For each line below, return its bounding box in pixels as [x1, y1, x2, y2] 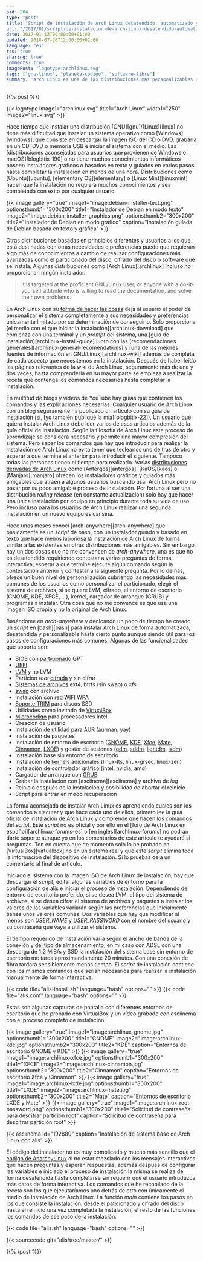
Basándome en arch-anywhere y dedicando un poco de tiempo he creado [6, 618, 191, 625]
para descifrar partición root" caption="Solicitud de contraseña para [6, 1112, 176, 1119]
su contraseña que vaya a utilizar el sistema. [6, 923, 117, 931]
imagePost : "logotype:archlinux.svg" [6, 65, 101, 72]
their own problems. [21, 293, 71, 301]
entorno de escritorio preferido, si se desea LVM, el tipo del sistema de [6, 891, 183, 898]
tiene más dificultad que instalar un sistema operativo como [6, 130, 155, 137]
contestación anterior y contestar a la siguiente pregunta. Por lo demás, [6, 567, 185, 575]
